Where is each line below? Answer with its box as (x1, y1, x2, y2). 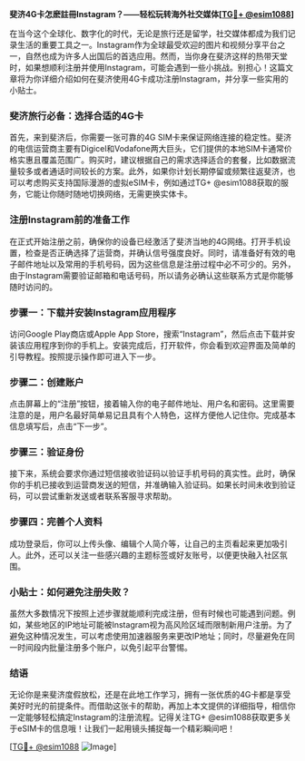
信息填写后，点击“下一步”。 (9, 421, 113, 432)
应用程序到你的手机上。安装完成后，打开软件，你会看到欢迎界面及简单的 (25, 339, 296, 350)
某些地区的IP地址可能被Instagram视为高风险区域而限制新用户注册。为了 (25, 620, 293, 630)
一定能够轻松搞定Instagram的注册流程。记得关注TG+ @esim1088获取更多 (9, 712, 284, 723)
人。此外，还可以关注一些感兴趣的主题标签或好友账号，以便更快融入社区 (9, 549, 280, 561)
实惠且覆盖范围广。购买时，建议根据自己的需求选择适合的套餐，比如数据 (16, 154, 288, 166)
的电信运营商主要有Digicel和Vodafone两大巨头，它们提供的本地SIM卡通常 (9, 143, 284, 154)
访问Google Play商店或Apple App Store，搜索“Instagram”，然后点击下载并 (9, 328, 288, 339)
